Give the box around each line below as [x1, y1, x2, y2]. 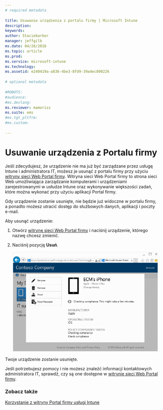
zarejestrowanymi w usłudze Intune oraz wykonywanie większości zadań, [5, 183, 152, 189]
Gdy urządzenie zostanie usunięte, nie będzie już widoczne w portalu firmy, [5, 198, 157, 204]
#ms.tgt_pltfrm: [5, 115, 38, 120]
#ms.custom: [5, 120, 29, 126]
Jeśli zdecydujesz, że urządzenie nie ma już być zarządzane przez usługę [5, 163, 153, 169]
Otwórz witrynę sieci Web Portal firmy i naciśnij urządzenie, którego [12, 227, 148, 233]
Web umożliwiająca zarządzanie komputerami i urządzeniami [5, 179, 127, 184]
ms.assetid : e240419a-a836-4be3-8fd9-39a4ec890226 [5, 69, 110, 74]
